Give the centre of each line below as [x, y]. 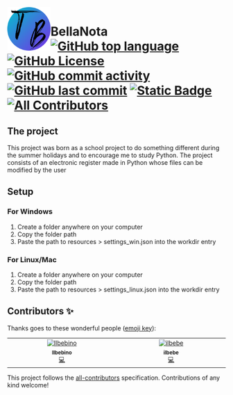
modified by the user [37, 170]
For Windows [30, 211]
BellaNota [79, 32]
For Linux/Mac [32, 259]
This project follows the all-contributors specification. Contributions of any [114, 378]
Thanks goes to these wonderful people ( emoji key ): [82, 328]
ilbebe [171, 353]
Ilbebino [62, 353]
